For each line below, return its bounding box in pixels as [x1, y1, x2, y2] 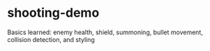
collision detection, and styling [7, 35, 96, 43]
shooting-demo [7, 5, 100, 21]
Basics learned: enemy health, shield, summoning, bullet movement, [7, 28, 204, 36]
